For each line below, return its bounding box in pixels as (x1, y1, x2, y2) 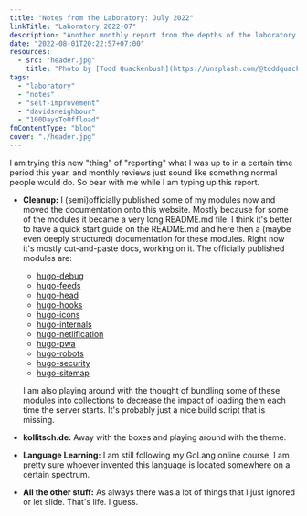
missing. (22, 414, 55, 425)
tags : (9, 73, 30, 82)
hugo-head (36, 290, 79, 300)
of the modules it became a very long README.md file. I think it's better (22, 214, 292, 225)
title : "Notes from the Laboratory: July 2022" (9, 13, 195, 23)
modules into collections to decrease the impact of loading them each (22, 395, 286, 405)
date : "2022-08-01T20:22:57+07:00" (9, 38, 145, 48)
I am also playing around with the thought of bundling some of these (22, 384, 281, 395)
